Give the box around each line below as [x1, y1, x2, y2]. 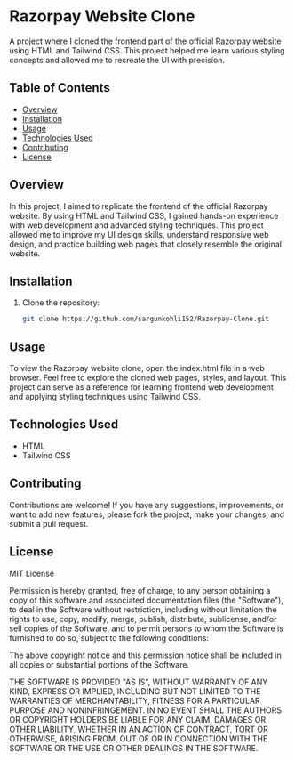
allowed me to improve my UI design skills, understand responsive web [9, 229, 269, 239]
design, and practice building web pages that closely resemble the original [9, 239, 283, 249]
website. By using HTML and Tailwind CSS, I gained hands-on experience [9, 210, 279, 221]
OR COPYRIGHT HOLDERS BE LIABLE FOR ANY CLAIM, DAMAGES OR [9, 714, 267, 725]
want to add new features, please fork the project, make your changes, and [9, 509, 284, 520]
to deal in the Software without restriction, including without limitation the [9, 603, 277, 615]
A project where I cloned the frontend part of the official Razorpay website [9, 36, 282, 46]
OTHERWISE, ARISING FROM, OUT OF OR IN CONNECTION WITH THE [9, 733, 268, 744]
